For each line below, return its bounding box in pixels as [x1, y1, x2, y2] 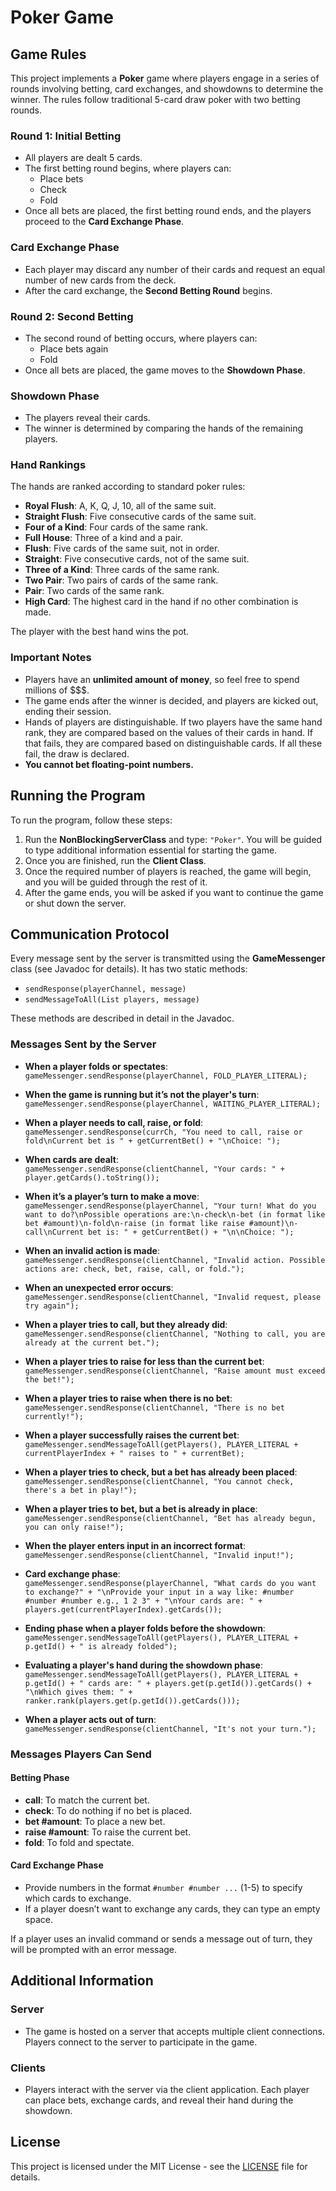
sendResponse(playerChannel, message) [24, 984, 187, 995]
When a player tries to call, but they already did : [24, 1318, 228, 1330]
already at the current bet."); [24, 1337, 160, 1348]
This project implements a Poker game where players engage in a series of [10, 72, 320, 84]
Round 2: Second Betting [10, 309, 134, 323]
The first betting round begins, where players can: [24, 162, 232, 175]
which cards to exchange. [24, 1892, 132, 1905]
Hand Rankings [10, 458, 87, 472]
